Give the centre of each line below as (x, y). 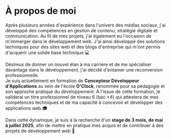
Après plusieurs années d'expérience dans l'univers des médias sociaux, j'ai (86, 25)
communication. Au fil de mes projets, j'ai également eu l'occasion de (78, 36)
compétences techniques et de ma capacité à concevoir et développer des (84, 102)
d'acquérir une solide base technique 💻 (47, 52)
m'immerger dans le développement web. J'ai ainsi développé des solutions (85, 41)
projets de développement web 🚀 (40, 131)
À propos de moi (41, 11)
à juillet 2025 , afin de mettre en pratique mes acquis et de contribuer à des (84, 125)
